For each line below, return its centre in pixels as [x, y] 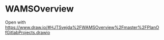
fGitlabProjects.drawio [28, 32]
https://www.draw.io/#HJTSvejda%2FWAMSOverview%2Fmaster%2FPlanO [82, 27]
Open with [15, 22]
